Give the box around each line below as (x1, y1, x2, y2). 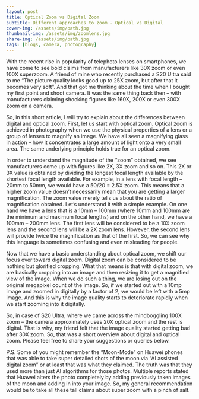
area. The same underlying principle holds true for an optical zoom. (6, 145, 171, 152)
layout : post (6, 8, 39, 15)
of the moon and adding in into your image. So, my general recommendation (6, 380, 193, 387)
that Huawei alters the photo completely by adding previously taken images (6, 374, 191, 381)
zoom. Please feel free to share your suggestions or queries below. (6, 337, 170, 344)
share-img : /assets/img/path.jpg (6, 36, 89, 42)
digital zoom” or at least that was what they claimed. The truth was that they (6, 361, 192, 368)
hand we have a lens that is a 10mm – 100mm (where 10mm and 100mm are (6, 207, 190, 214)
